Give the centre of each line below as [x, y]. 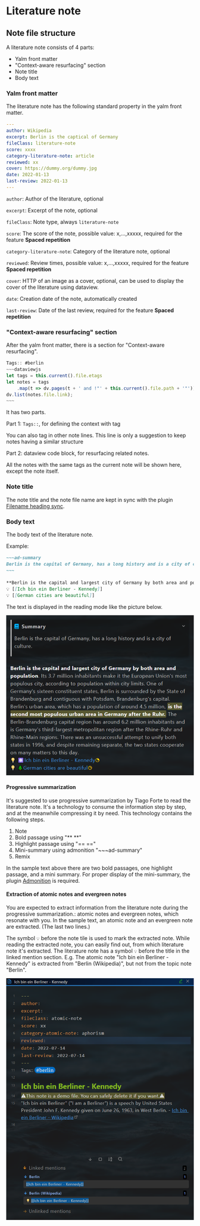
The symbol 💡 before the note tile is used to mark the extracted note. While [98, 938]
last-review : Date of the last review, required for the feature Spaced [90, 310]
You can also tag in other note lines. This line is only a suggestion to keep [96, 435]
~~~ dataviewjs [24, 369]
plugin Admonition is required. [43, 880]
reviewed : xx [22, 162]
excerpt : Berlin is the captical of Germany [62, 137]
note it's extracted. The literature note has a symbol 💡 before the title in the [98, 951]
